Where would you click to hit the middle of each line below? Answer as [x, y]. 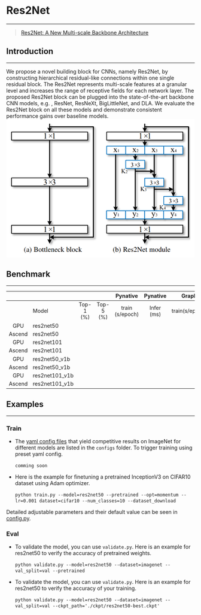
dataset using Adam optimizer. [52, 483]
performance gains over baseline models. [57, 116]
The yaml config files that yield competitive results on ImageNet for [98, 441]
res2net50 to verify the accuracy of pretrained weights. [83, 553]
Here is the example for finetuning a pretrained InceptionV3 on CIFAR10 [103, 477]
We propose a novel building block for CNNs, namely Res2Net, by [87, 71]
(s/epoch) [127, 314]
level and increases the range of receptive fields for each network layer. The [100, 90]
